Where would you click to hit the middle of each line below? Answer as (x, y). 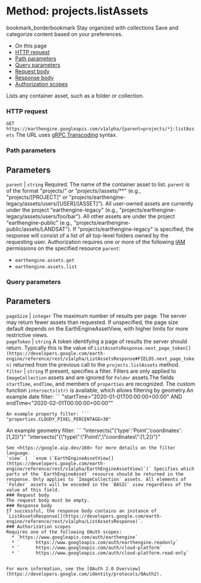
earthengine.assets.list (46, 267)
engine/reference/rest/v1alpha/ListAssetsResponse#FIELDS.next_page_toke (100, 359)
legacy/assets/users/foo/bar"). (44, 216)
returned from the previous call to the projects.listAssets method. (96, 364)
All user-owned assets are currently (149, 203)
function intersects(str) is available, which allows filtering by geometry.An (100, 390)
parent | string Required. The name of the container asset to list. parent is (98, 184)
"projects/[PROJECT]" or (37, 197)
